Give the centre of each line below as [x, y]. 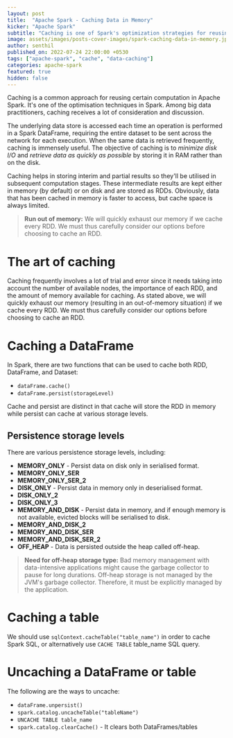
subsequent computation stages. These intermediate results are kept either [115, 184]
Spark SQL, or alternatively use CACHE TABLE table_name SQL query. [104, 644]
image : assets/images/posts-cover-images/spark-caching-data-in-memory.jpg [119, 39]
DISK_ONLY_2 [38, 495]
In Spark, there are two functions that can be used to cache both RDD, [107, 365]
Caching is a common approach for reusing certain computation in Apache [114, 98]
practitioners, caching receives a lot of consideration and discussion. [106, 112]
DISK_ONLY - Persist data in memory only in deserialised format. [110, 488]
